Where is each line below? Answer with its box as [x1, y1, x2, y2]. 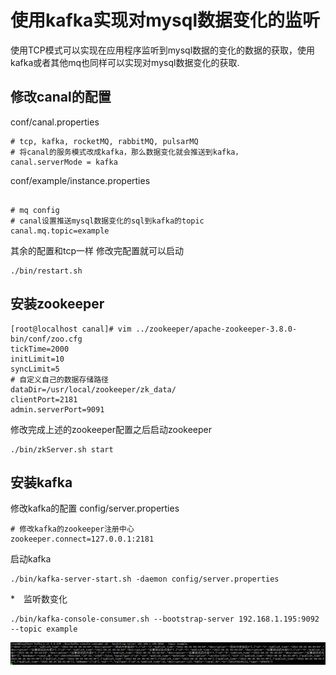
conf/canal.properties [10, 116, 100, 128]
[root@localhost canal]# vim [10, 324, 132, 334]
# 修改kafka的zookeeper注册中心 [10, 524, 135, 535]
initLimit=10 [10, 354, 65, 364]
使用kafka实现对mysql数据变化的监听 [10, 9, 320, 32]
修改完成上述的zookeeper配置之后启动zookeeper [10, 423, 213, 435]
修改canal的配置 [10, 89, 112, 106]
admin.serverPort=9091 [10, 404, 105, 415]
